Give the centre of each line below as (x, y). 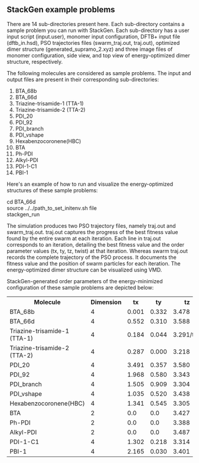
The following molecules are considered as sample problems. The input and (99, 73)
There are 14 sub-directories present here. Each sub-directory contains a (96, 24)
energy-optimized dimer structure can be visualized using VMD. (84, 270)
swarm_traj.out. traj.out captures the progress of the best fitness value (92, 232)
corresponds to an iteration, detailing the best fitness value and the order (96, 244)
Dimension (106, 302)
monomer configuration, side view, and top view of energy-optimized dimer (99, 55)
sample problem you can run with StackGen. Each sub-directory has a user (98, 30)
